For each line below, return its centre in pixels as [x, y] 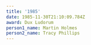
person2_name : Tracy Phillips [43, 33]
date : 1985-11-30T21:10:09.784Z [45, 17]
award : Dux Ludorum [30, 22]
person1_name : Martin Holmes [42, 28]
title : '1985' [23, 11]
